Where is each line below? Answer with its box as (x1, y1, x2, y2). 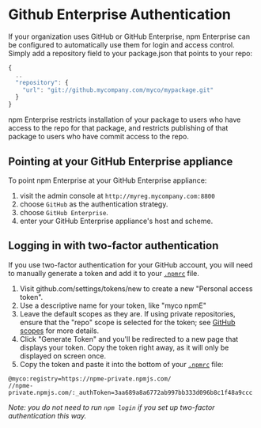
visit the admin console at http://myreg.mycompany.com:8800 (19, 191, 215, 200)
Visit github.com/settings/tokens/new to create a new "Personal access (19, 283, 253, 294)
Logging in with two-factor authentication (8, 239, 219, 252)
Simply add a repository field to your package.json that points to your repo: (8, 48, 253, 58)
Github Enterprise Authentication (8, 6, 232, 24)
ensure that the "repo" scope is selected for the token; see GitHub (19, 317, 236, 327)
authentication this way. (8, 411, 87, 420)
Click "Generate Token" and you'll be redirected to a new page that (19, 334, 239, 343)
